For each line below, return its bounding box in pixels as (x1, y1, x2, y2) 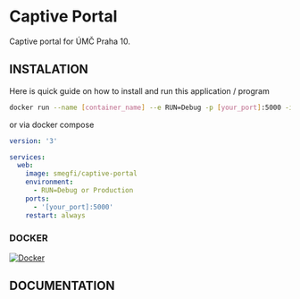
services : (9, 152, 46, 162)
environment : (25, 177, 74, 187)
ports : (25, 194, 50, 203)
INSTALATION (9, 62, 89, 77)
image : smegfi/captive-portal (25, 169, 138, 178)
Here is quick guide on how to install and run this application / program (9, 85, 270, 96)
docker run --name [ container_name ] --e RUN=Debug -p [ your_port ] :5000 (9, 103, 281, 112)
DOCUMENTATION (9, 278, 115, 294)
